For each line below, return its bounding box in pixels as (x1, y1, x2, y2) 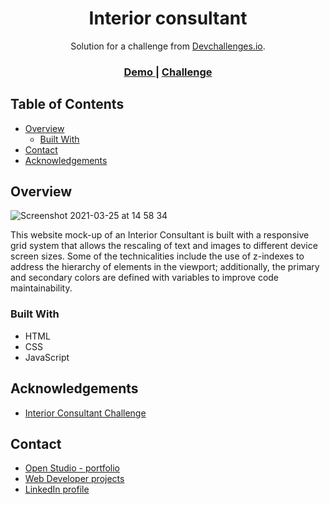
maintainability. (10, 282, 73, 294)
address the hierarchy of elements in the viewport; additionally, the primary (10, 261, 320, 273)
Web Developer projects (24, 473, 125, 485)
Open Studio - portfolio (24, 462, 120, 474)
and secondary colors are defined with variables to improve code (10, 272, 280, 284)
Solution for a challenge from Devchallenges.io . (70, 40, 266, 52)
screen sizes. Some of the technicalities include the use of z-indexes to (10, 250, 305, 262)
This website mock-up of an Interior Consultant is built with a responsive (10, 229, 310, 241)
